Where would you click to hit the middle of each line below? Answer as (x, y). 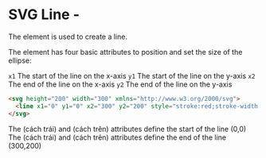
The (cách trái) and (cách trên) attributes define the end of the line (117, 137)
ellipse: (20, 60)
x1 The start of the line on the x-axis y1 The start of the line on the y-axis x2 (132, 75)
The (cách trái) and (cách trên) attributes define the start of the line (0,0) (127, 129)
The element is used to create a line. (68, 37)
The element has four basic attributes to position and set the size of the (125, 52)
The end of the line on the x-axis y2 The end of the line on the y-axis (120, 84)
